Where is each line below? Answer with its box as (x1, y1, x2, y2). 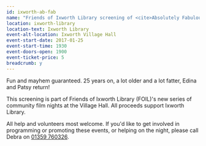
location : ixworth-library (6, 20, 75, 26)
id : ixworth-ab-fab (6, 9, 56, 15)
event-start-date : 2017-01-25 (6, 37, 84, 43)
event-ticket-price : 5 (6, 54, 64, 60)
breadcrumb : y (6, 60, 43, 66)
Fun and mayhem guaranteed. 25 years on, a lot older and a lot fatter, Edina (6, 77, 197, 84)
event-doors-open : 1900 (6, 49, 67, 55)
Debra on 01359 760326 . (6, 133, 69, 141)
